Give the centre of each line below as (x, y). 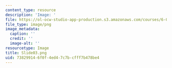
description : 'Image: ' (31, 15)
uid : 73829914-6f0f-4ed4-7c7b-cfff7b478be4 (52, 58)
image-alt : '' (25, 43)
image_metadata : (23, 29)
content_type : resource (31, 10)
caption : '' (23, 34)
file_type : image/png (28, 24)
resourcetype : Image (27, 48)
